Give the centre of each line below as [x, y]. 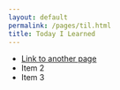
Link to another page [59, 59]
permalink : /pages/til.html [60, 26]
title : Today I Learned [52, 34]
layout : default [38, 17]
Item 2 [33, 68]
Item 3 [33, 78]
